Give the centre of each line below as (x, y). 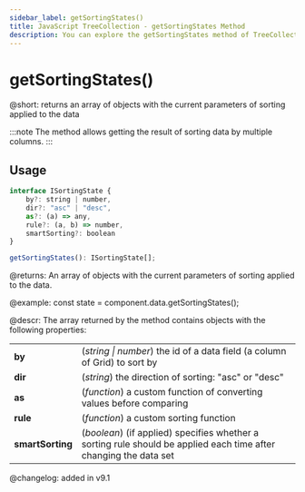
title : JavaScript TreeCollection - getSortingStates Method (128, 26)
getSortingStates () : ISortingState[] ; (83, 258)
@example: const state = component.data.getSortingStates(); (124, 303)
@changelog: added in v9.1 (60, 478)
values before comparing (135, 403)
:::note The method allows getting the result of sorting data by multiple (141, 132)
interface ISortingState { (60, 192)
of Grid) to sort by (119, 362)
